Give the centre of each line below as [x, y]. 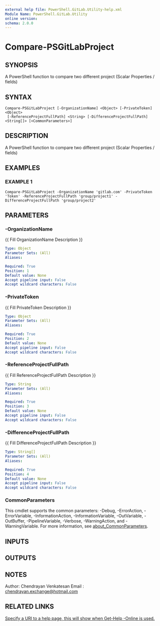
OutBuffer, [15, 521]
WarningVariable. [22, 526]
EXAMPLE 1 [19, 182]
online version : [21, 18]
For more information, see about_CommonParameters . [94, 526]
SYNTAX [19, 97]
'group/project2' [79, 200]
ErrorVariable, [19, 516]
